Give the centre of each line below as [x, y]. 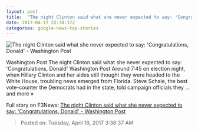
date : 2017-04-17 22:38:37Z [41, 22]
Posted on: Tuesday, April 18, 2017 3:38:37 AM [77, 123]
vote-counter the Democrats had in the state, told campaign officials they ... [98, 88]
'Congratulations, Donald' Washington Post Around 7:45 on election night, [96, 69]
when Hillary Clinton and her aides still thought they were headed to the [93, 75]
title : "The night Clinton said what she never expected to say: [89, 17]
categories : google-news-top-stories [52, 28]
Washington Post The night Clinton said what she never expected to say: [94, 62]
